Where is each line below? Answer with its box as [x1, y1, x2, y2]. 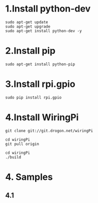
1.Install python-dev [5, 3, 91, 15]
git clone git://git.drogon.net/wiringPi [5, 128, 93, 133]
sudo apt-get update [5, 20, 49, 25]
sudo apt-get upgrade [5, 24, 51, 29]
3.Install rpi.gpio [5, 78, 75, 90]
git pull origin [5, 141, 39, 146]
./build [5, 154, 22, 160]
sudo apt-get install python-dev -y [5, 28, 82, 33]
